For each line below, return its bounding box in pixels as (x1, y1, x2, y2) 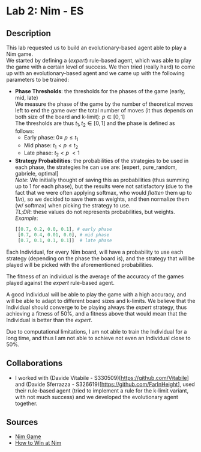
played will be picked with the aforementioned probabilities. (6, 261, 154, 268)
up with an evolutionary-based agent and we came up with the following (6, 70, 185, 76)
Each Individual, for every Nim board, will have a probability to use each (6, 248, 184, 255)
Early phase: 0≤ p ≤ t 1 (23, 133, 79, 142)
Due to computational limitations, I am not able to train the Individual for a (6, 328, 187, 335)
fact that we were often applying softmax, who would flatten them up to (14, 189, 192, 197)
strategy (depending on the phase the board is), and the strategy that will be (6, 254, 195, 262)
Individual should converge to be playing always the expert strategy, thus (6, 304, 187, 311)
